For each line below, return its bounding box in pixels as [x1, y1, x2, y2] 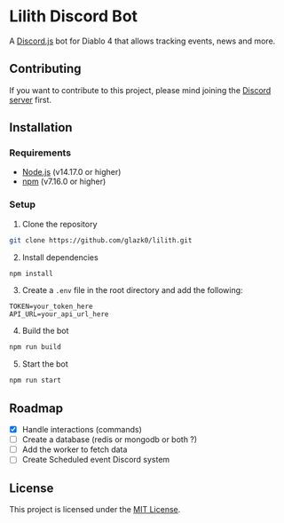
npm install [9, 269, 53, 278]
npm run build [9, 343, 62, 352]
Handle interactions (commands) [21, 424, 142, 435]
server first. [9, 94, 51, 105]
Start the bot [21, 359, 68, 369]
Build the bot [21, 326, 69, 337]
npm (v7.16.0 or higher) [21, 176, 106, 187]
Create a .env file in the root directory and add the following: [21, 285, 243, 296]
